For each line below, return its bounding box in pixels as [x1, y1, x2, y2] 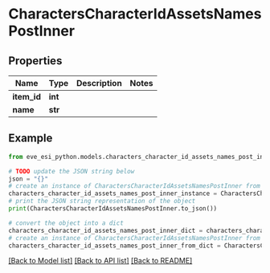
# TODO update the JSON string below [8, 167, 135, 175]
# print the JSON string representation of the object [8, 198, 196, 206]
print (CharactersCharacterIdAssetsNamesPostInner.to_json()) [8, 205, 218, 213]
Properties [8, 54, 63, 67]
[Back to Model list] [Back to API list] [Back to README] [8, 256, 193, 266]
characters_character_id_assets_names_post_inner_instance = [8, 189, 218, 198]
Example [8, 132, 53, 145]
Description [76, 78, 122, 88]
